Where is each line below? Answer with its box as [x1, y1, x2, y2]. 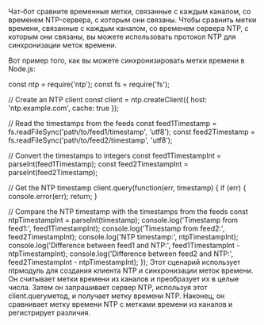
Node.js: [8, 64, 36, 74]
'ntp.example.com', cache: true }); [8, 103, 120, 113]
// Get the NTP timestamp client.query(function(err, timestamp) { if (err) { [8, 183, 247, 193]
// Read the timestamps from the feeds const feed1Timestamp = [8, 119, 217, 128]
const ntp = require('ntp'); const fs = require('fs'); [8, 79, 170, 89]
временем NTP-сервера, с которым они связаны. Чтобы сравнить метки [8, 15, 257, 25]
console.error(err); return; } [8, 192, 98, 201]
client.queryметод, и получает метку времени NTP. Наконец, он [8, 291, 225, 300]
